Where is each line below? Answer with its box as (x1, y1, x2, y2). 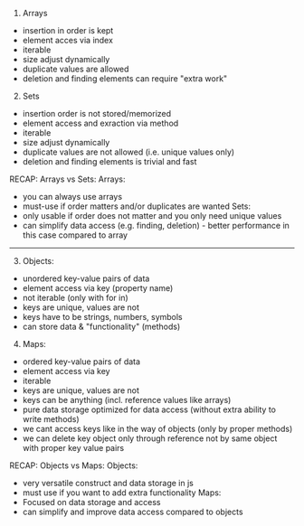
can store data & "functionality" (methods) (22, 321, 181, 332)
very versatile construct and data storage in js (22, 478, 195, 488)
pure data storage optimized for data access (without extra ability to (22, 404, 277, 415)
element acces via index (22, 35, 113, 45)
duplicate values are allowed (22, 63, 129, 74)
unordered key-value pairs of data (22, 273, 150, 284)
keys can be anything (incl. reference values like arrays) (22, 395, 232, 405)
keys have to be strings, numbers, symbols (22, 312, 183, 322)
